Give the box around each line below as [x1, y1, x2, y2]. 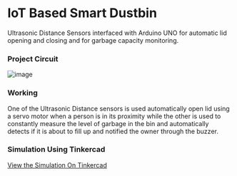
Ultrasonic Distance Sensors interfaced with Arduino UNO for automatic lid [7, 29, 227, 37]
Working [7, 88, 38, 98]
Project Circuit [7, 53, 59, 63]
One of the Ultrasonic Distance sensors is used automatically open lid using [7, 104, 230, 113]
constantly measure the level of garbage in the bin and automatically [7, 119, 209, 128]
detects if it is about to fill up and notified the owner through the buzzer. [7, 127, 219, 135]
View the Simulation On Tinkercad [7, 160, 107, 169]
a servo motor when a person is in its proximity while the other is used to [7, 112, 221, 120]
